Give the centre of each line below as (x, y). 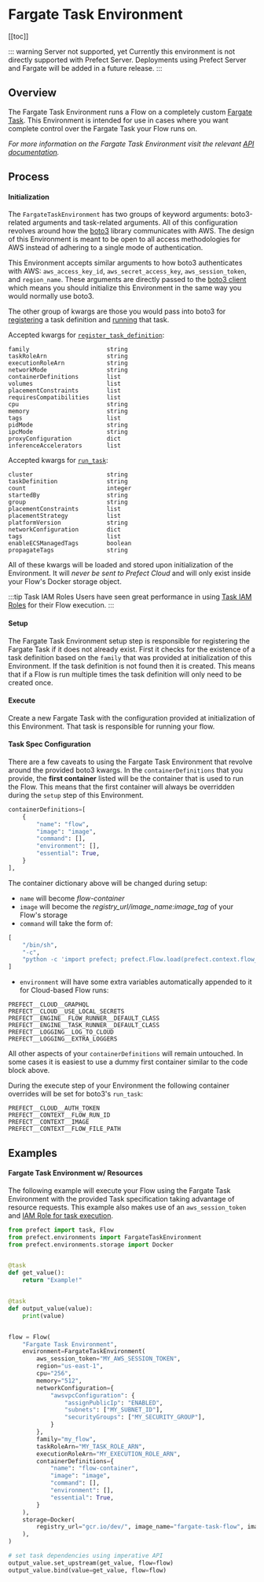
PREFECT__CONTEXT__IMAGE (49, 1122)
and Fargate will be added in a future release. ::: (85, 68)
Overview (33, 93)
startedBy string (68, 496)
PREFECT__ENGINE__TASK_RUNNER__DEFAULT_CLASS (84, 1026)
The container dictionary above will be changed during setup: (108, 883)
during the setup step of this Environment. (76, 795)
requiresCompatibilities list (65, 398)
